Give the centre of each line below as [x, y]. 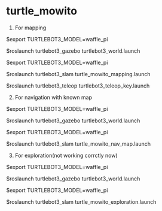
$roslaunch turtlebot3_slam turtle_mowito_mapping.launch [78, 74]
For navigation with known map [54, 97]
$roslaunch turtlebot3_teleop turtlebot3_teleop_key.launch [78, 86]
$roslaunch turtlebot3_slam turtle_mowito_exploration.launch [81, 201]
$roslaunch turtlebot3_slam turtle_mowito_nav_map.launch [79, 144]
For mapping [30, 28]
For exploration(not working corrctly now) [66, 155]
